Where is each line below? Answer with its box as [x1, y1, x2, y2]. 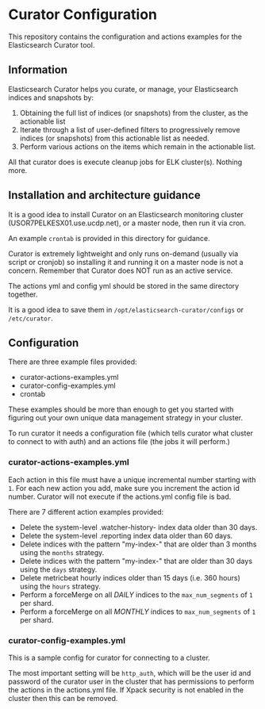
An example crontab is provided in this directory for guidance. [8, 233, 210, 243]
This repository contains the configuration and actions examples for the [8, 32, 242, 41]
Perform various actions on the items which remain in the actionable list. [19, 141, 256, 151]
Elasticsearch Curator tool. [8, 40, 95, 49]
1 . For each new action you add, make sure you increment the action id [8, 483, 240, 492]
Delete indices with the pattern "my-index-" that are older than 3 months [19, 539, 257, 549]
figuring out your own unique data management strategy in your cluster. [8, 413, 244, 423]
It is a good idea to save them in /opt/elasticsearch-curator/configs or [8, 305, 244, 314]
